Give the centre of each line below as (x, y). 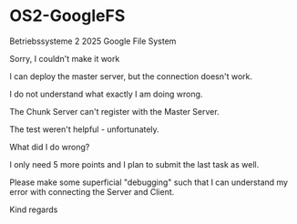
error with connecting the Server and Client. (92, 191)
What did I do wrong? (50, 147)
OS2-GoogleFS (67, 16)
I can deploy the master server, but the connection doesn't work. (131, 76)
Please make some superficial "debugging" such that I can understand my (149, 182)
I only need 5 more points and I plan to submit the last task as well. (134, 164)
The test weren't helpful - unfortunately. (84, 129)
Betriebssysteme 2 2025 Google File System (93, 41)
